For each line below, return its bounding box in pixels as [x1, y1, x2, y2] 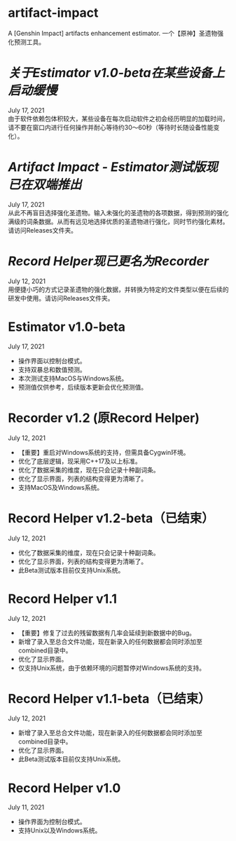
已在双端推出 [8, 177, 83, 193]
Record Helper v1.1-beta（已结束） [8, 690, 211, 706]
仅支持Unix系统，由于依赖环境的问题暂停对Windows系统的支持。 [18, 664, 206, 672]
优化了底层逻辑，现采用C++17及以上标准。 [18, 457, 142, 465]
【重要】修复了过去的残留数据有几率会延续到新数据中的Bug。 [18, 629, 195, 637]
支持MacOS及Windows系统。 [18, 483, 104, 491]
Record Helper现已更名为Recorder [8, 254, 209, 269]
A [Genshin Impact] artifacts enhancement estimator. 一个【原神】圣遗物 [8, 29, 218, 37]
